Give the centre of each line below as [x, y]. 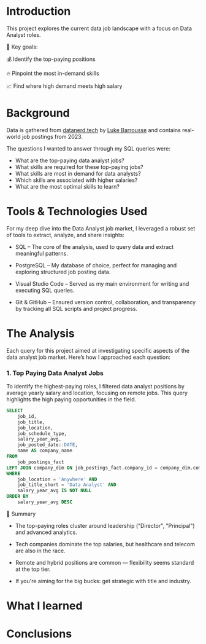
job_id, [27, 416]
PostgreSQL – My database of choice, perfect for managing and [96, 265]
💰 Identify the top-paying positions [51, 59]
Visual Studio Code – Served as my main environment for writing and [102, 283]
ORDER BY [17, 497]
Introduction [39, 11]
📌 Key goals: [22, 47]
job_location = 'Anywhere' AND [57, 479]
